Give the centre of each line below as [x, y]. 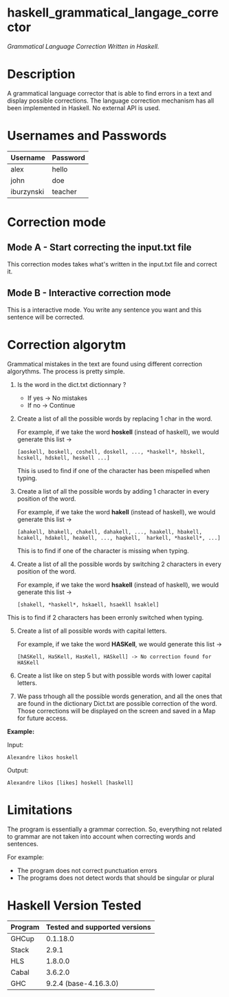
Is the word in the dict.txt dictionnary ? [72, 384]
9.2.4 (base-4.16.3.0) [82, 984]
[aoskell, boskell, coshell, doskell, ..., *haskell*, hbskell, [111, 452]
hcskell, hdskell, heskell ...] [63, 458]
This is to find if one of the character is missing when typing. [103, 550]
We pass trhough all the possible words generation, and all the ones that [119, 696]
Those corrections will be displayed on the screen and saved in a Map [116, 711]
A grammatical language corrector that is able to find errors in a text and [109, 93]
